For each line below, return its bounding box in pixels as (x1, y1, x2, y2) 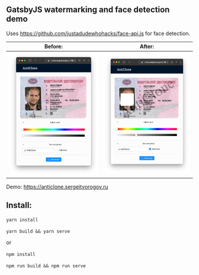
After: (139, 43, 155, 50)
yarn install (6, 217, 38, 223)
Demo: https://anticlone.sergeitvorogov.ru (6, 183, 108, 190)
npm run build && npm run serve (6, 263, 86, 269)
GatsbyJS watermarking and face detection (6, 5, 170, 15)
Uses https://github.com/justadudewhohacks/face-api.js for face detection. (6, 30, 191, 37)
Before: (44, 43, 63, 50)
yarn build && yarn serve (6, 229, 70, 235)
